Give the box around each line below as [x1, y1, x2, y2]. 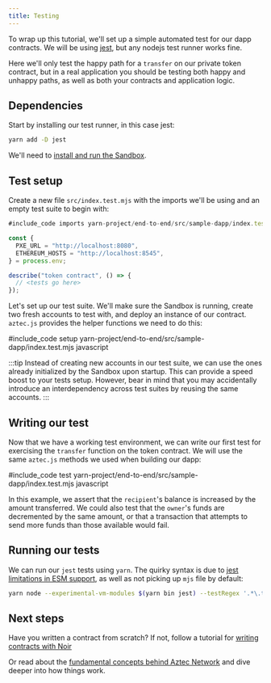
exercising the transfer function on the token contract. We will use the [8, 445, 244, 455]
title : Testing [8, 11, 60, 20]
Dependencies [8, 99, 83, 113]
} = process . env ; [8, 256, 67, 265]
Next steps [8, 612, 65, 626]
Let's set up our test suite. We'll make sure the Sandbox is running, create [8, 301, 254, 311]
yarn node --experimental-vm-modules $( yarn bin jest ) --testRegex [8, 589, 240, 597]
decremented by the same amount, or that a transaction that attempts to [8, 511, 248, 521]
